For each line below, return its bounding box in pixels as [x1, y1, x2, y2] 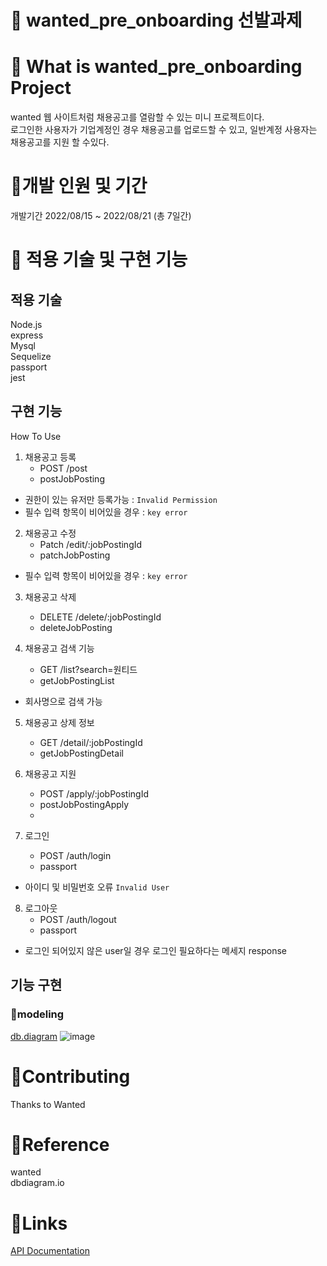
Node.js [10, 319, 43, 331]
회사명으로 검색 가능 [24, 695, 103, 707]
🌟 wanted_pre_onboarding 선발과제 [10, 9, 303, 32]
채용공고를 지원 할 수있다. [10, 136, 110, 148]
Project [10, 77, 72, 100]
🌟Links [10, 1212, 68, 1235]
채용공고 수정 [24, 527, 77, 539]
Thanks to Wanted [10, 1098, 86, 1110]
